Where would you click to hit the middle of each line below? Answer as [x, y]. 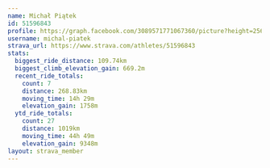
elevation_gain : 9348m [60, 143]
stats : [19, 53]
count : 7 [37, 83]
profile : [22, 31]
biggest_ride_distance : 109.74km [71, 61]
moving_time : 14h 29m [58, 99]
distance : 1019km [51, 128]
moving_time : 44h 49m [58, 136]
